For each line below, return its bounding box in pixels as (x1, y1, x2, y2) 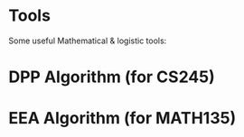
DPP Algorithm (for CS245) (8, 67, 215, 87)
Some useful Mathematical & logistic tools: (8, 35, 167, 46)
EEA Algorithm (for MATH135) (8, 108, 237, 129)
